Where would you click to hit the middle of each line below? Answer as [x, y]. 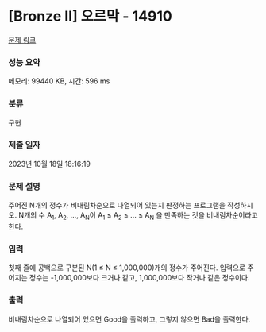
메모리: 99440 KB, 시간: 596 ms [59, 81]
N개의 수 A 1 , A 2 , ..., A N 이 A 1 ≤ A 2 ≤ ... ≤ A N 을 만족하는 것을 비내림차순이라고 [138, 216]
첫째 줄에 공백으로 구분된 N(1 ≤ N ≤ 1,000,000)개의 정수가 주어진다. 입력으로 [127, 268]
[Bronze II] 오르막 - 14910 [90, 16]
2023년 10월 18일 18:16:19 [50, 164]
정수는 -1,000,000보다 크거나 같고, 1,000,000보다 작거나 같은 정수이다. [139, 278]
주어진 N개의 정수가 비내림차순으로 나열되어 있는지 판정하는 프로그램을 [117, 205]
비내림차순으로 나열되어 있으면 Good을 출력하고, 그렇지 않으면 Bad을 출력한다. [129, 319]
